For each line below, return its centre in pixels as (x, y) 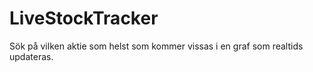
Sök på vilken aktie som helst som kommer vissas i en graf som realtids (156, 46)
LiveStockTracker (84, 18)
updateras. (31, 56)
